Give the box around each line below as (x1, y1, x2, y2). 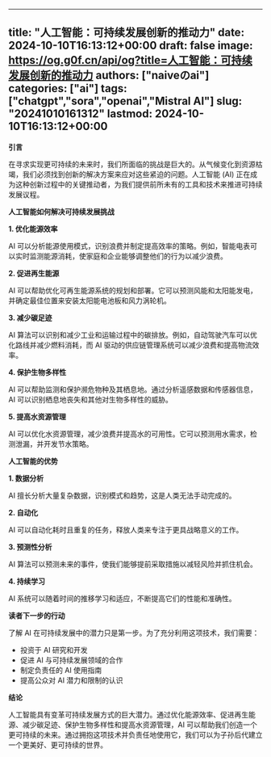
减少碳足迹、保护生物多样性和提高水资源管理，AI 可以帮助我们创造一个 (22, 720, 258, 730)
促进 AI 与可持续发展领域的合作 (19, 655, 123, 665)
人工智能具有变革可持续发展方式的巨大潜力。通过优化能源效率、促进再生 (8, 709, 248, 719)
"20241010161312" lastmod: (8, 107, 153, 121)
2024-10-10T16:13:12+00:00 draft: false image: (8, 39, 253, 53)
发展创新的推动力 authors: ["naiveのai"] (8, 69, 210, 82)
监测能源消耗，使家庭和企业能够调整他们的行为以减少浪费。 (29, 251, 227, 261)
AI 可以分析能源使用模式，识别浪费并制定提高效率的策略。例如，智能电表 (8, 241, 251, 250)
